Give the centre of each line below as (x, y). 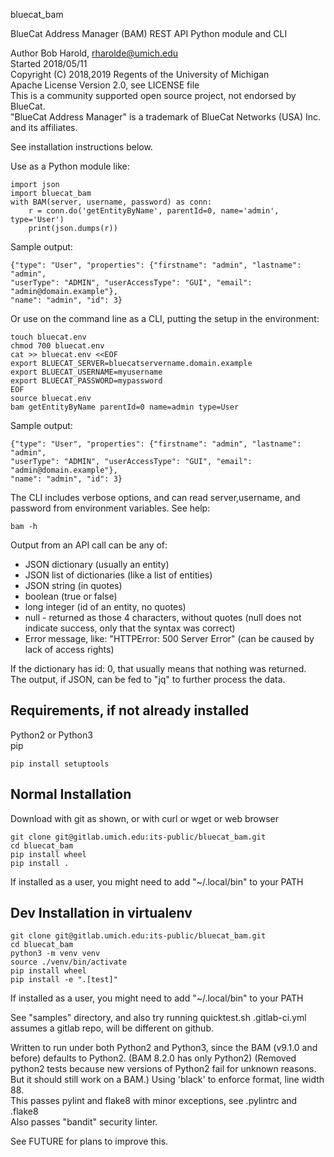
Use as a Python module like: (70, 166)
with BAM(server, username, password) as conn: (111, 202)
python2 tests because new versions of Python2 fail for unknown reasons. (163, 1069)
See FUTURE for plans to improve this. (89, 1141)
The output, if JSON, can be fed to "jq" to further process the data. (148, 679)
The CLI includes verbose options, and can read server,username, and (155, 497)
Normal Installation (71, 794)
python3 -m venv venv (55, 954)
